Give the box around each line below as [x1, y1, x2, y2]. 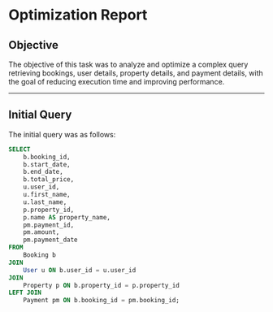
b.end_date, [23, 168, 63, 176]
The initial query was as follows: [8, 129, 116, 139]
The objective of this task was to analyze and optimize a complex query [8, 59, 249, 69]
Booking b [23, 251, 57, 259]
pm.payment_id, [23, 221, 75, 229]
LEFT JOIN [8, 288, 42, 297]
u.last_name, [23, 197, 67, 206]
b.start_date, [23, 160, 71, 168]
